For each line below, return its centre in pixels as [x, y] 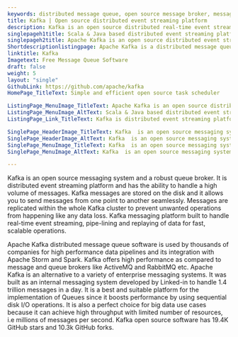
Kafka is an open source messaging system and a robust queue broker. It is [117, 178]
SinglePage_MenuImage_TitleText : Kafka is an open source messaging [112, 145]
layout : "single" [33, 80]
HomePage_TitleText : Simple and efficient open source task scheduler [114, 93]
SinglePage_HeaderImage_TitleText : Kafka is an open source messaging [115, 132]
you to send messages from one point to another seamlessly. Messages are [118, 201]
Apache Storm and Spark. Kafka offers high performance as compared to [114, 260]
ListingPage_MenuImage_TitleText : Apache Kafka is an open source [107, 106]
